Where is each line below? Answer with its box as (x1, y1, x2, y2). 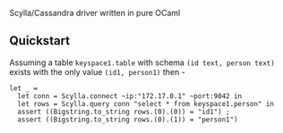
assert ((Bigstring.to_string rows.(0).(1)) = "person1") (17, 115, 239, 124)
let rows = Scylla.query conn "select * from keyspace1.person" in (17, 99, 275, 108)
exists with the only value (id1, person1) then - (9, 66, 185, 77)
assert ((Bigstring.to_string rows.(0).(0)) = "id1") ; (17, 107, 230, 116)
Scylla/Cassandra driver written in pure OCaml (9, 8, 181, 18)
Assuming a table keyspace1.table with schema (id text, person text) (9, 57, 275, 68)
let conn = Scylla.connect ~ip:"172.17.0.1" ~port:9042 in (17, 91, 243, 101)
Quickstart (9, 33, 71, 48)
